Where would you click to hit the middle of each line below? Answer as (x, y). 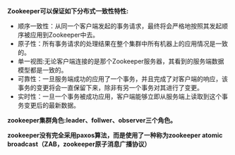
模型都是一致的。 (42, 70)
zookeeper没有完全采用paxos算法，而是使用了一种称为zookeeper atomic (115, 135)
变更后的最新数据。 (52, 105)
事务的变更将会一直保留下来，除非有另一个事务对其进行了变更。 (110, 88)
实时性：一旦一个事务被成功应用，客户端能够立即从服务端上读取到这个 (120, 97)
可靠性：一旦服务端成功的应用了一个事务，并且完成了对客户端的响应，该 (122, 79)
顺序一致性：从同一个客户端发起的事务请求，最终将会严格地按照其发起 (120, 26)
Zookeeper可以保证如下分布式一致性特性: (68, 11)
